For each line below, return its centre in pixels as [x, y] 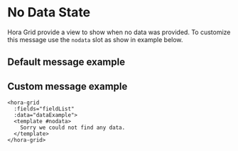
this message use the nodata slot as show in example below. [95, 39]
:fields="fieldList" [44, 109]
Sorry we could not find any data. [73, 128]
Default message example [66, 62]
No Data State [49, 12]
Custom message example [67, 86]
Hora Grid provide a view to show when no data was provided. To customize [119, 32]
